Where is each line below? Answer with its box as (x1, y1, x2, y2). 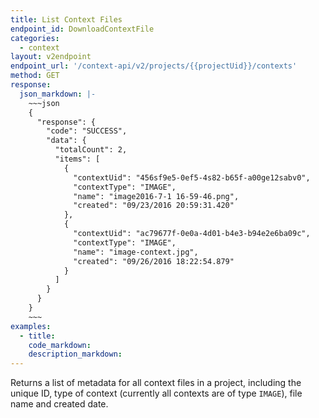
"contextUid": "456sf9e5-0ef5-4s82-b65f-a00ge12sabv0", (73, 172, 311, 183)
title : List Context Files (10, 14, 123, 25)
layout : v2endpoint (10, 52, 92, 62)
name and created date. (10, 398, 109, 410)
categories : (10, 33, 60, 43)
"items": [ (54, 154, 101, 164)
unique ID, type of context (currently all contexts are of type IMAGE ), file (10, 387, 303, 400)
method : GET (10, 71, 60, 81)
